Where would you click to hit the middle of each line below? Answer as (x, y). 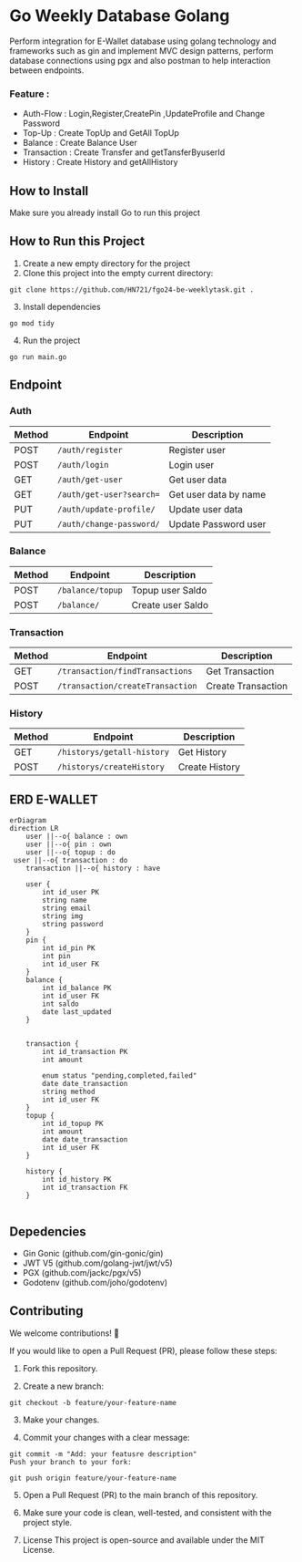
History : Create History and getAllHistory (101, 162)
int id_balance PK (77, 988)
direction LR (34, 829)
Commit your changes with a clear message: (106, 1437)
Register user (197, 450)
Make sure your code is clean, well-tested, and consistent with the (147, 1512)
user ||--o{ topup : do (71, 853)
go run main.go (38, 357)
